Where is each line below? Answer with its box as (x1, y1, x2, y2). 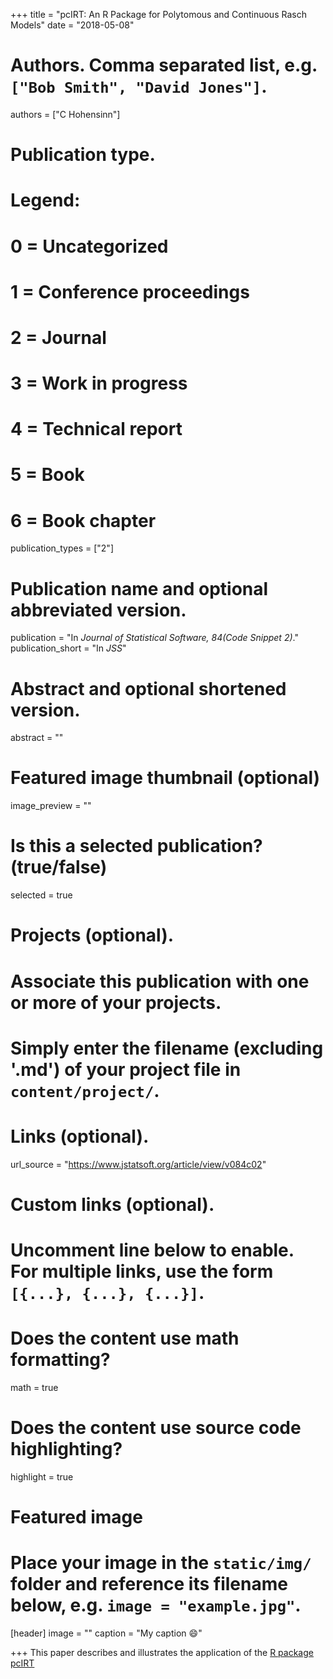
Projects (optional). (10, 924, 175, 947)
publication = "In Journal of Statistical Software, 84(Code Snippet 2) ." (10, 632, 299, 644)
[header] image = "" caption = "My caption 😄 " (10, 1627, 203, 1639)
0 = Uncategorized (10, 235, 169, 258)
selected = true (10, 889, 73, 901)
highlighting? (10, 1438, 123, 1461)
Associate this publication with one (10, 970, 310, 993)
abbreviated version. (10, 599, 187, 621)
